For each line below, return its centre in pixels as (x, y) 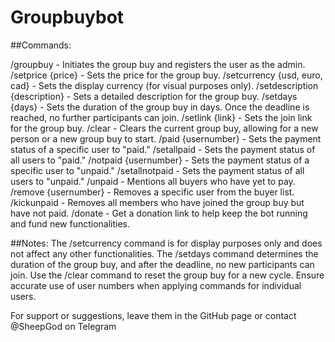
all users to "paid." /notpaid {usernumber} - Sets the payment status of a (160, 160)
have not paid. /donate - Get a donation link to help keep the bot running (159, 213)
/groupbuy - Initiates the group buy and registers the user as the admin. (158, 64)
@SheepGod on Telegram (63, 326)
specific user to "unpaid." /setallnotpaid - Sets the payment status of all (157, 170)
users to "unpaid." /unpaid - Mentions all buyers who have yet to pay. (153, 181)
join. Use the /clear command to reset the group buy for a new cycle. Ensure (167, 275)
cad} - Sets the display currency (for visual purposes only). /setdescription (164, 85)
